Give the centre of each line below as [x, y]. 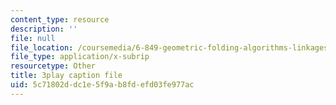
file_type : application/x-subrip [80, 57]
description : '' [44, 29]
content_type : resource [60, 19]
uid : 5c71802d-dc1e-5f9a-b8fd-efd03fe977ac [102, 85]
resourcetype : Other [53, 66]
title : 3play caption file [66, 76]
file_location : [42, 47]
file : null [33, 38]
